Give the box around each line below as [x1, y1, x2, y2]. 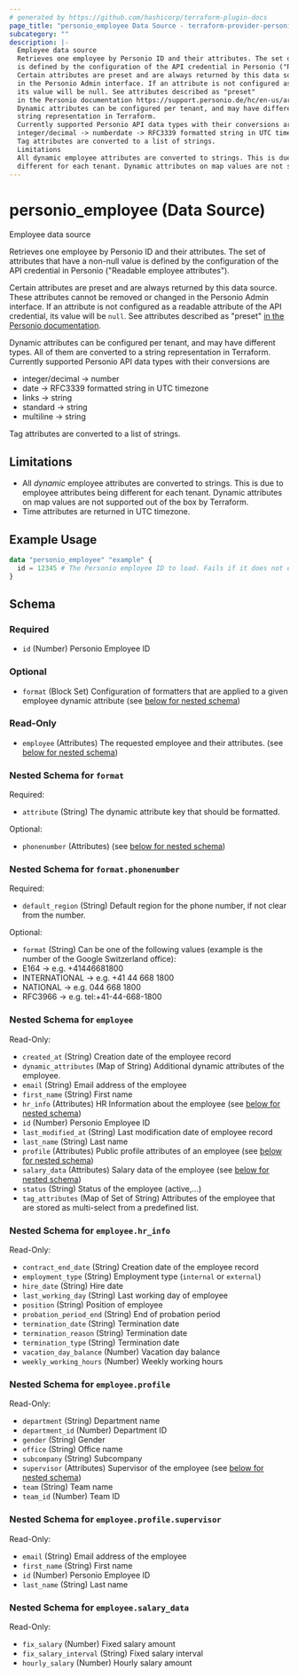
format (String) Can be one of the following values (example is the [21, 944, 263, 955]
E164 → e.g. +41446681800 [21, 963, 124, 974]
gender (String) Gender [21, 1435, 106, 1445]
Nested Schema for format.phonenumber [9, 863, 180, 876]
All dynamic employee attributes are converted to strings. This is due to [21, 478, 284, 489]
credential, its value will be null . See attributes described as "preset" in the [9, 311, 285, 322]
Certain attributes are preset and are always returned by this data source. [9, 282, 278, 293]
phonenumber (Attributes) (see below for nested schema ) [21, 841, 226, 852]
